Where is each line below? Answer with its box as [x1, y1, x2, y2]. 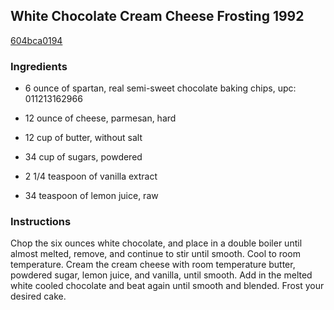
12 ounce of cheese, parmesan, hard [24, 112, 177, 124]
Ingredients [10, 59, 68, 73]
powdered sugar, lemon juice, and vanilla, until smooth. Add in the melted [10, 269, 313, 281]
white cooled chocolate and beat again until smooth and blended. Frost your [10, 280, 325, 292]
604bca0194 [10, 34, 63, 46]
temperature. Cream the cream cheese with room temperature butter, [10, 259, 296, 271]
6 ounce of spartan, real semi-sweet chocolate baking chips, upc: [24, 82, 297, 94]
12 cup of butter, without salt [24, 132, 143, 144]
